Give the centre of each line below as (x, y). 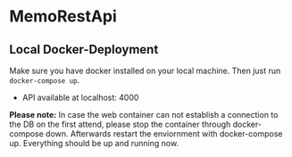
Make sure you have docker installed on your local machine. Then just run (145, 70)
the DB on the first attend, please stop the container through (120, 124)
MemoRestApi (63, 17)
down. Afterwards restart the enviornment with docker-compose (164, 134)
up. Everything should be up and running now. (94, 143)
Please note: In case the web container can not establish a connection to (144, 115)
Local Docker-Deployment (84, 50)
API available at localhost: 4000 (80, 97)
